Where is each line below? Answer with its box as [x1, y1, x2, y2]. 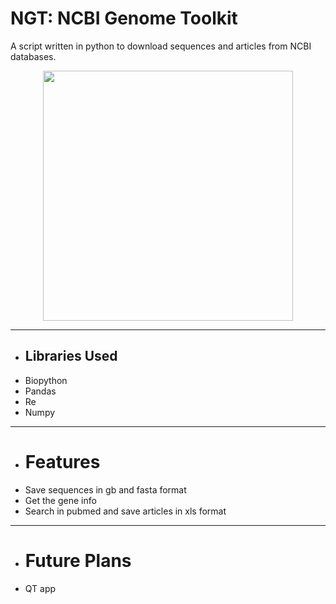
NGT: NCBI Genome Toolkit [10, 7, 238, 30]
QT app [24, 582, 57, 594]
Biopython [24, 374, 68, 386]
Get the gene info [24, 494, 97, 506]
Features [24, 450, 101, 473]
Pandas [24, 385, 57, 397]
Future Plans [24, 549, 132, 572]
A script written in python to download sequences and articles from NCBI [10, 40, 312, 52]
